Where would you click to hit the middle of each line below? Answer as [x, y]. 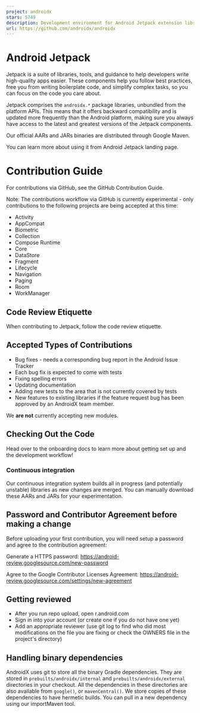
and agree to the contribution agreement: [57, 545]
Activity [24, 217]
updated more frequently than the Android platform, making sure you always [100, 118]
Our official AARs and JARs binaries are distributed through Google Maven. [98, 135]
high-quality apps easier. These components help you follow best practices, [99, 81]
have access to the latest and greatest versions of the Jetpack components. [99, 124]
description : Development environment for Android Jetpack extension [94, 23]
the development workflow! [40, 455]
